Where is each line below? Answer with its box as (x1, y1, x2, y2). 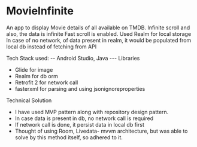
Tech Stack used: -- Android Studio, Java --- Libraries (6, 54, 140, 62)
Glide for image (14, 66, 53, 73)
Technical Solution (6, 97, 52, 104)
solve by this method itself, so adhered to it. (14, 133, 123, 141)
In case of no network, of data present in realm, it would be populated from (6, 36, 192, 44)
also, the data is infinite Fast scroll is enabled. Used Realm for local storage (6, 30, 192, 37)
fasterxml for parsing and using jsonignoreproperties (14, 85, 146, 92)
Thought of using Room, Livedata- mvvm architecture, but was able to (14, 127, 188, 134)
